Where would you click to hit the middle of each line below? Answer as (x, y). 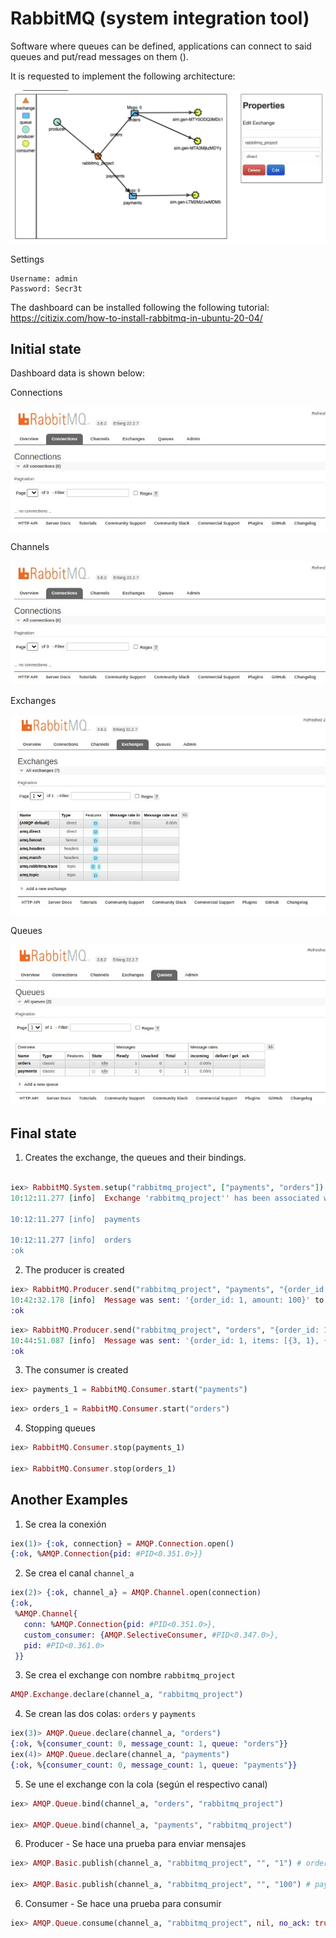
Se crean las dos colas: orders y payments (110, 1714)
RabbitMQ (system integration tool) (160, 18)
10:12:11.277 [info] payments (75, 1219)
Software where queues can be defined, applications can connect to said (161, 46)
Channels (30, 546)
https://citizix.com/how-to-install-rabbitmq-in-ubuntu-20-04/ (136, 318)
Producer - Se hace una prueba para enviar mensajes (135, 1844)
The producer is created (74, 1270)
